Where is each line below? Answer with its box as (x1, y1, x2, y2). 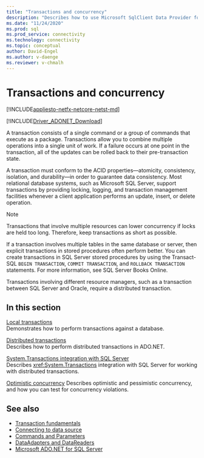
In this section (6, 302, 61, 312)
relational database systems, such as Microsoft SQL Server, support (6, 180, 177, 187)
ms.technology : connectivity (6, 37, 80, 43)
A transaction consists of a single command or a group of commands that (6, 129, 190, 136)
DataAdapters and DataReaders (15, 439, 95, 446)
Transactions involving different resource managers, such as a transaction (6, 278, 192, 286)
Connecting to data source (15, 426, 82, 434)
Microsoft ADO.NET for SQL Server (15, 445, 103, 453)
